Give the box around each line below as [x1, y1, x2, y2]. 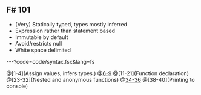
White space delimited [15, 46, 71, 54]
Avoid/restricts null [15, 40, 62, 47]
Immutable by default [15, 33, 68, 41]
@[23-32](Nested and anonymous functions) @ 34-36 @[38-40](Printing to [6, 76, 195, 83]
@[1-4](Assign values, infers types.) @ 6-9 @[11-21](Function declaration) [6, 69, 189, 77]
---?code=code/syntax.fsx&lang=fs [6, 58, 95, 65]
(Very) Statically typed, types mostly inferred [15, 20, 128, 28]
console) [6, 82, 28, 90]
